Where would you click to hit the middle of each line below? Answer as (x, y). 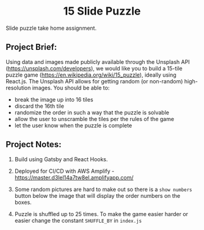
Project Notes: (34, 145)
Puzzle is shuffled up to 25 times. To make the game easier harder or (101, 214)
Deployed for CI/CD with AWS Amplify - (64, 171)
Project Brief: (31, 47)
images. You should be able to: (71, 88)
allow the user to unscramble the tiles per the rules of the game (94, 119)
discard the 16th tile (39, 106)
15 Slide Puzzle (102, 11)
